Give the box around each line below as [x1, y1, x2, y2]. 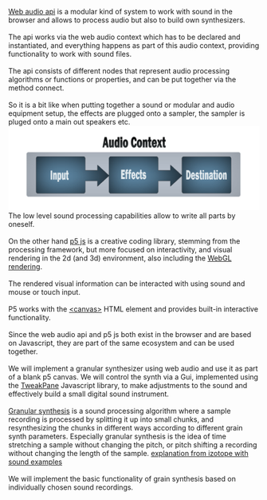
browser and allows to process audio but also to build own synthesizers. [8, 15, 245, 25]
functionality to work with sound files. [8, 50, 132, 58]
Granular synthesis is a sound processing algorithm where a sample [8, 406, 231, 415]
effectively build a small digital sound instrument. [8, 389, 170, 399]
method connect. [8, 83, 65, 93]
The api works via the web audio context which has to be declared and [8, 32, 241, 42]
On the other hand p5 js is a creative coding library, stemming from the [8, 236, 241, 246]
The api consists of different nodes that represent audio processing [8, 66, 230, 75]
